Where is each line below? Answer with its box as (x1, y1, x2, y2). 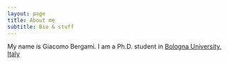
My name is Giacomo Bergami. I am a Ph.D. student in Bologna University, (7, 43, 222, 51)
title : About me (7, 17, 55, 24)
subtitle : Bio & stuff (7, 23, 74, 30)
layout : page (7, 10, 46, 17)
